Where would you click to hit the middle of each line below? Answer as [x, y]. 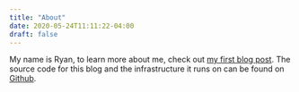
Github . [23, 79]
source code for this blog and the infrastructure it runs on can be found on [147, 69]
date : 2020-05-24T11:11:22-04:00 [72, 26]
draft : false [34, 34]
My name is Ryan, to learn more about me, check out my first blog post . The [150, 60]
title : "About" [38, 17]
